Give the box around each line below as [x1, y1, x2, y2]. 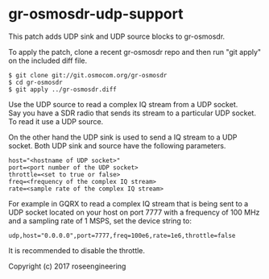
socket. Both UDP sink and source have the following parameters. [8, 140, 226, 150]
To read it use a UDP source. [8, 116, 104, 126]
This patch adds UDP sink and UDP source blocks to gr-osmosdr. [8, 31, 226, 41]
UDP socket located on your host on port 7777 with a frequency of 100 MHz [8, 207, 260, 217]
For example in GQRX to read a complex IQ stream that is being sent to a [8, 198, 249, 208]
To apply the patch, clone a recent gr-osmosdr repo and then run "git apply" [8, 47, 262, 56]
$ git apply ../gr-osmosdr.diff [8, 85, 117, 94]
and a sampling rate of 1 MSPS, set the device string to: [8, 215, 192, 226]
